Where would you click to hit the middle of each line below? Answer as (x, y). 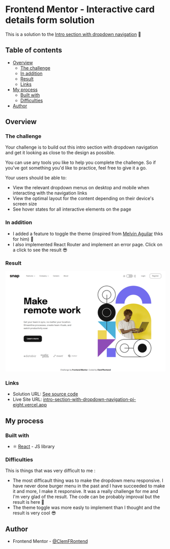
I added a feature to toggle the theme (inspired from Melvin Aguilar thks (88, 234)
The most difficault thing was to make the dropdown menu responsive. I (88, 481)
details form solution (50, 20)
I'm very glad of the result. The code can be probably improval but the (86, 497)
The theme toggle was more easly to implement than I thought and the (86, 508)
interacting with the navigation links (50, 193)
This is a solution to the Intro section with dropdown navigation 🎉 (73, 34)
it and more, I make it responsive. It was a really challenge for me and (85, 492)
